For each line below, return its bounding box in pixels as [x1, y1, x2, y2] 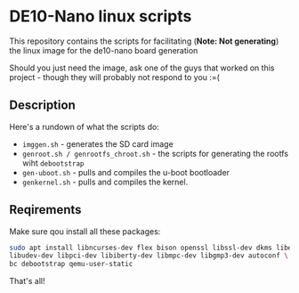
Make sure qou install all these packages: [9, 225, 161, 237]
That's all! [9, 276, 45, 287]
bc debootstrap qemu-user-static [9, 260, 133, 269]
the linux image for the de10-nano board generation [9, 45, 198, 55]
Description [9, 98, 76, 113]
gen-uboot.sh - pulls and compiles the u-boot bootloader [21, 167, 230, 177]
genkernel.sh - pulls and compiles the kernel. [21, 176, 189, 187]
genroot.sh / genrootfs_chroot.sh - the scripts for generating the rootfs [21, 148, 289, 159]
